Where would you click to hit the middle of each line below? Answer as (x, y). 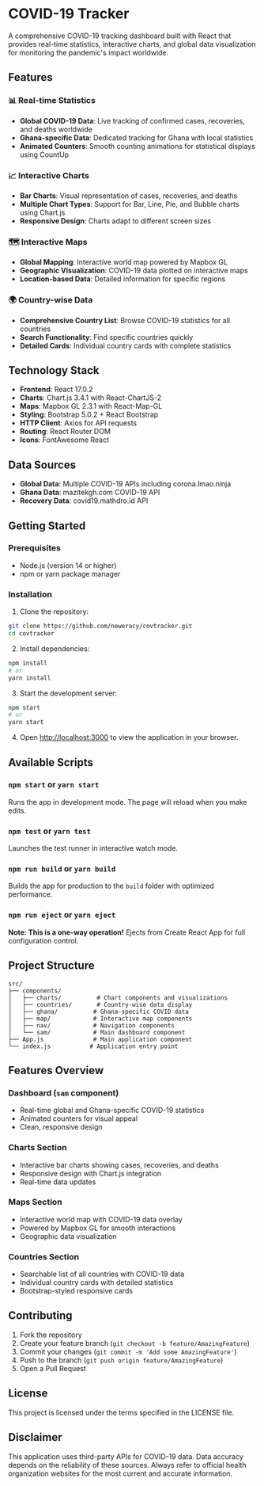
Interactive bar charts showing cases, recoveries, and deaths (119, 1164)
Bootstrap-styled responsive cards (76, 1291)
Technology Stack (54, 370)
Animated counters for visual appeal (79, 1118)
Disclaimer (35, 1437)
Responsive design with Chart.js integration (91, 1173)
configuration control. (43, 940)
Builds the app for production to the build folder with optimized (111, 886)
